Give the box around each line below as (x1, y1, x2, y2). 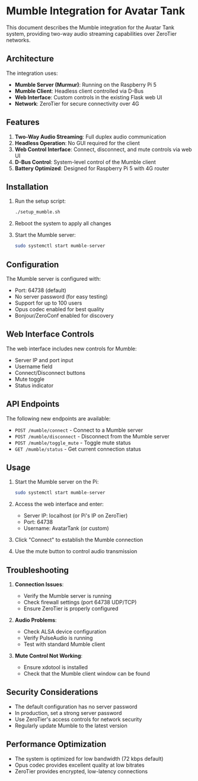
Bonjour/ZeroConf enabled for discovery (14, 312, 114, 319)
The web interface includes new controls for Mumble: (6, 345, 138, 352)
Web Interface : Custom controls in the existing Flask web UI (14, 93, 162, 101)
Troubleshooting (6, 565, 69, 575)
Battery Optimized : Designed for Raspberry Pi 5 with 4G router (14, 165, 170, 172)
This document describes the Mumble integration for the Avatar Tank (6, 24, 175, 31)
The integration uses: (6, 70, 58, 77)
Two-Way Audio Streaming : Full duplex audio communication (14, 133, 167, 140)
